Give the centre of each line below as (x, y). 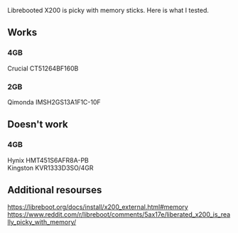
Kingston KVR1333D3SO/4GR (50, 168)
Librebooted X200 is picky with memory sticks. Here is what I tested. (108, 10)
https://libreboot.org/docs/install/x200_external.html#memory (98, 207)
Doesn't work (38, 125)
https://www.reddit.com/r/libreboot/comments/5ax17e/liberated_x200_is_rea (119, 215)
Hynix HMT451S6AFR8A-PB (48, 160)
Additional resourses (55, 190)
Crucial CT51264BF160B (43, 68)
